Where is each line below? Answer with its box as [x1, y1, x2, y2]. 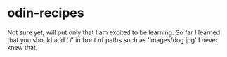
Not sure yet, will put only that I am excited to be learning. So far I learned [7, 28, 221, 37]
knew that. [7, 43, 38, 51]
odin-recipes [7, 5, 84, 21]
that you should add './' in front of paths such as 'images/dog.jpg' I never [7, 35, 219, 44]
